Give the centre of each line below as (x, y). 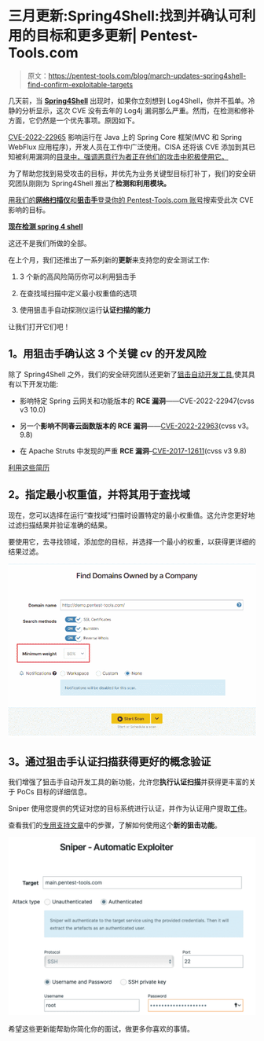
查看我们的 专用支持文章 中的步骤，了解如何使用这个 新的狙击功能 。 (115, 825)
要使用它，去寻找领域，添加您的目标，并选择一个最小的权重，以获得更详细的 (132, 541)
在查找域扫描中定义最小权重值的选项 (78, 293)
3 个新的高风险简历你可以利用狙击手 (78, 277)
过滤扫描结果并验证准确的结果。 (60, 525)
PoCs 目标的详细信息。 (54, 792)
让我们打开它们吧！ (39, 326)
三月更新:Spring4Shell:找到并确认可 (125, 16)
